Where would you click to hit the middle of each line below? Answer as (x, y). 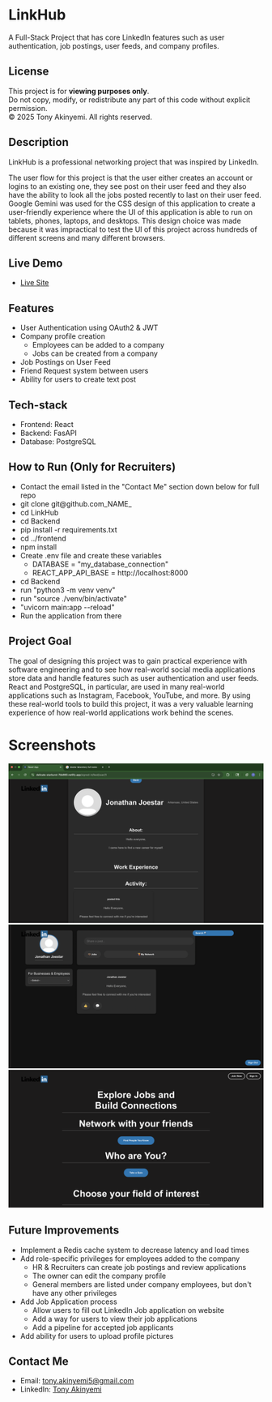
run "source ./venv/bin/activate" (73, 598)
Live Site (34, 283)
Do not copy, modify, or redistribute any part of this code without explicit (130, 100)
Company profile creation (63, 336)
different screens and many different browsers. (87, 237)
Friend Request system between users (84, 371)
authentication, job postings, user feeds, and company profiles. (114, 45)
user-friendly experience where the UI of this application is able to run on (131, 212)
